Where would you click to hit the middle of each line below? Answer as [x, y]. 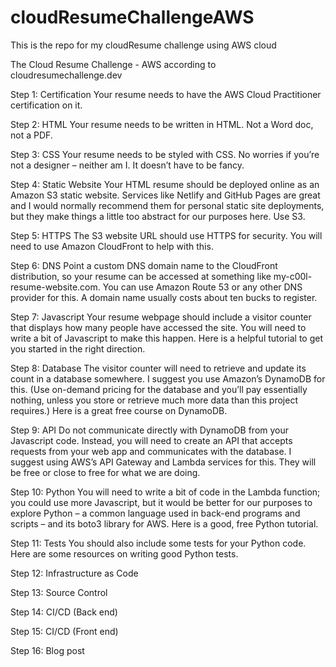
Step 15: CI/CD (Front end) [64, 631]
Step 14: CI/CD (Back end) [64, 612]
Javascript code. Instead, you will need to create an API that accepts [151, 440]
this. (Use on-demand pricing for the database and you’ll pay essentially [159, 389]
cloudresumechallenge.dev [66, 75]
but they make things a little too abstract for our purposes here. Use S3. [158, 216]
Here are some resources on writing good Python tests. [124, 553]
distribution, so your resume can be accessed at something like [141, 276]
